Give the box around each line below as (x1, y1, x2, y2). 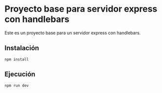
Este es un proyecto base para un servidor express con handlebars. (4, 30, 141, 36)
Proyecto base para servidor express (4, 3, 158, 15)
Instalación (4, 44, 40, 52)
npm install (4, 57, 29, 62)
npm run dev (4, 83, 29, 88)
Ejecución (4, 70, 36, 78)
